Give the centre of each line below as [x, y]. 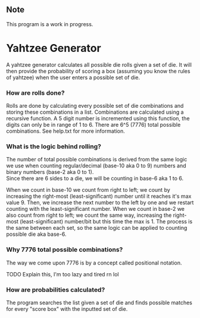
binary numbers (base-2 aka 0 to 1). [50, 172]
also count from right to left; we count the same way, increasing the [89, 215]
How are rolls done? [35, 93]
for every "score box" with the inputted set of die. [67, 308]
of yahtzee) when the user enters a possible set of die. [73, 77]
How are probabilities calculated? [56, 289]
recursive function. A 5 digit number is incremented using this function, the [98, 119]
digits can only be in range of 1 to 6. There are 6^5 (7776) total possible [93, 125]
